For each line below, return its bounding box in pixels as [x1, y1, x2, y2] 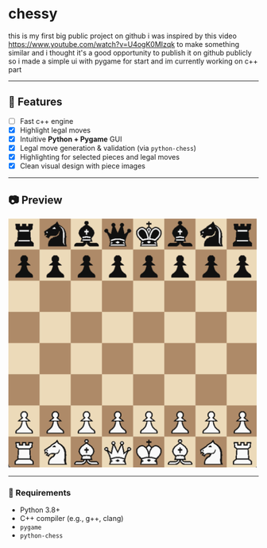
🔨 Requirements [8, 487, 72, 498]
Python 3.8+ [19, 505, 61, 515]
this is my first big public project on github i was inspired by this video [8, 31, 237, 41]
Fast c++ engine [19, 116, 74, 125]
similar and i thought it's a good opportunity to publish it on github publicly [8, 48, 252, 57]
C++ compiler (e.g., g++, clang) [19, 514, 124, 523]
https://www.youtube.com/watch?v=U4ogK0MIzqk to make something [8, 39, 240, 48]
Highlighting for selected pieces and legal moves [19, 152, 180, 161]
